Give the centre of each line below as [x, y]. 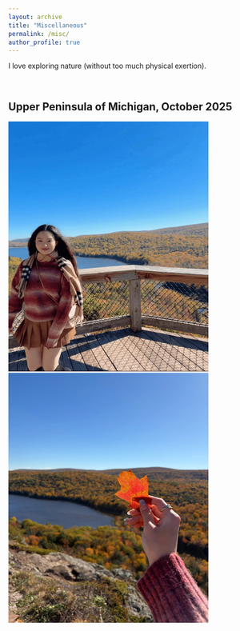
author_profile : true [44, 42]
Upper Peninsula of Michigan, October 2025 [120, 107]
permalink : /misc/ [39, 34]
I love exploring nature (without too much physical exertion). [107, 66]
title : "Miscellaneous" [48, 25]
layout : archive [35, 17]
